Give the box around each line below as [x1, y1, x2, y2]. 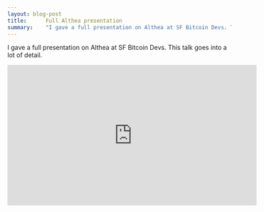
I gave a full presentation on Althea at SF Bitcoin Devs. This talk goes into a [7, 44, 228, 52]
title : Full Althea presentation [7, 17, 122, 24]
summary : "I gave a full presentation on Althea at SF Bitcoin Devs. [7, 24, 228, 31]
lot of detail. [7, 51, 43, 59]
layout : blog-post [7, 10, 62, 18]
